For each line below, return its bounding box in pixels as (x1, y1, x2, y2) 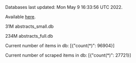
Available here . (5, 14, 36, 19)
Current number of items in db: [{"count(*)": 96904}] (5, 43, 115, 49)
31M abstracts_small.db (5, 23, 54, 29)
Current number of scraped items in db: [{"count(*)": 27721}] (5, 52, 131, 58)
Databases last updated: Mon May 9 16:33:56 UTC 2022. (5, 4, 123, 10)
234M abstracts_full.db (5, 33, 53, 39)
